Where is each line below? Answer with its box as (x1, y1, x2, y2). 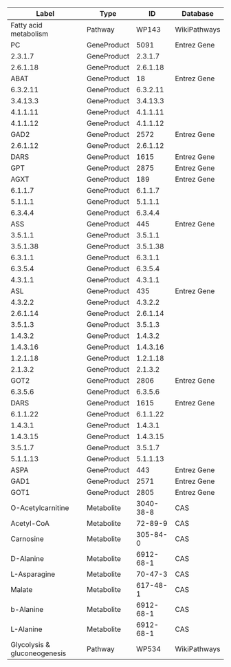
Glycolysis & (10, 640, 50, 649)
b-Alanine (10, 605, 44, 614)
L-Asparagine (10, 569, 56, 579)
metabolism (10, 29, 49, 39)
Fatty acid (10, 21, 43, 30)
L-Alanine (10, 624, 43, 634)
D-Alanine (10, 554, 45, 563)
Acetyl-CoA (10, 519, 50, 528)
